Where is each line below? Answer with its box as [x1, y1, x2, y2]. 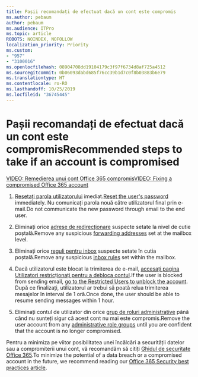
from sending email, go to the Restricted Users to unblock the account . [14, 278, 188, 285]
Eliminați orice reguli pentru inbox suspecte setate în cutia [14, 247, 157, 255]
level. [14, 235, 28, 243]
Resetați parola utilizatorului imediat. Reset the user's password [14, 193, 169, 200]
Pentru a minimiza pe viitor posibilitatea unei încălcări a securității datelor [6, 338, 185, 345]
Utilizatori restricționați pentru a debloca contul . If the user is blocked [14, 271, 183, 278]
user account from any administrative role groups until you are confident [14, 321, 192, 328]
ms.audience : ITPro [6, 25, 55, 32]
